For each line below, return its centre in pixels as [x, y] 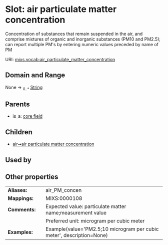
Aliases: [17, 190]
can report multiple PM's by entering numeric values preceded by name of [82, 44]
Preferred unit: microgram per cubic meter [95, 221]
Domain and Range [35, 75]
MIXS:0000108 [64, 198]
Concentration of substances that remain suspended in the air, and [74, 34]
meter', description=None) [77, 235]
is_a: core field [27, 116]
